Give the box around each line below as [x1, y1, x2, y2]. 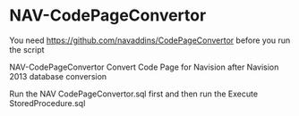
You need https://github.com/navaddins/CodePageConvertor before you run [9, 35, 291, 46]
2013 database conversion [9, 70, 107, 81]
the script [9, 44, 45, 54]
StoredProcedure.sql [9, 97, 86, 108]
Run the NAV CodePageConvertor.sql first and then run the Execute [9, 88, 258, 99]
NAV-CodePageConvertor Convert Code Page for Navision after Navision [9, 62, 279, 72]
